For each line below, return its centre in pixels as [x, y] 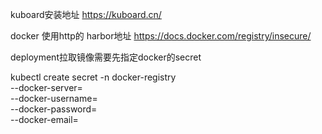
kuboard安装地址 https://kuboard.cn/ [86, 14]
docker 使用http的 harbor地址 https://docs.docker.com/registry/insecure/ [161, 36]
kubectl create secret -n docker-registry [93, 77]
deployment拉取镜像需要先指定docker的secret [106, 57]
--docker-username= [54, 98]
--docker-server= [46, 87]
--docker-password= [54, 109]
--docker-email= [44, 119]
